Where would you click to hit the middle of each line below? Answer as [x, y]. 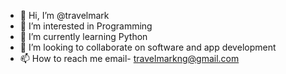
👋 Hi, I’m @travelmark [64, 15]
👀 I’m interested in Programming [86, 26]
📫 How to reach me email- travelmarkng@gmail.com [129, 58]
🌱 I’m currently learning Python [83, 36]
